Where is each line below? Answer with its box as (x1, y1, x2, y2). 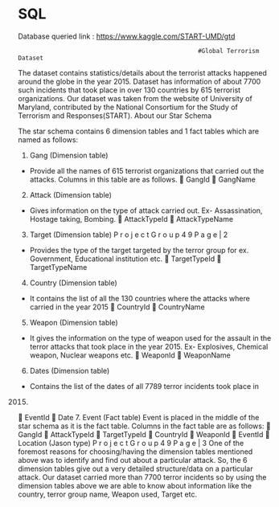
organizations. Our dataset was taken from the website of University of (18, 93, 252, 103)
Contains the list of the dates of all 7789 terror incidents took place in (29, 381, 259, 390)
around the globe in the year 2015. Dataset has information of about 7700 (18, 76, 261, 86)
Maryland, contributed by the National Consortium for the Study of (18, 102, 239, 112)
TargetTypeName (29, 262, 88, 272)
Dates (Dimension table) (29, 366, 110, 375)
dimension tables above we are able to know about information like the (18, 480, 252, 490)
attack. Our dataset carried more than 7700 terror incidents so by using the (18, 472, 267, 482)
